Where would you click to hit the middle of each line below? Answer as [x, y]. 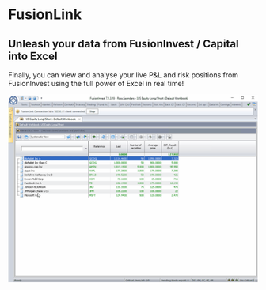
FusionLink [45, 15]
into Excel [33, 56]
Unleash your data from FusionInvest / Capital [123, 44]
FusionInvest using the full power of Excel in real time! [96, 83]
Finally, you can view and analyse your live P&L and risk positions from [123, 75]
